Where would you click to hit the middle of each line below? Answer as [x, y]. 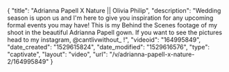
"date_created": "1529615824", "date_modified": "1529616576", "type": [109, 47]
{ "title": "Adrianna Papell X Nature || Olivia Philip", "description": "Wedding [114, 11]
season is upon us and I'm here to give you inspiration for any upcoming [110, 18]
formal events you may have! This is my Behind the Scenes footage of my [112, 25]
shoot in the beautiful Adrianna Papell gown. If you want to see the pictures [115, 32]
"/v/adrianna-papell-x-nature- [152, 54]
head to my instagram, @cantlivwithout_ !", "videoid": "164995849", [104, 40]
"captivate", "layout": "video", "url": [58, 54]
